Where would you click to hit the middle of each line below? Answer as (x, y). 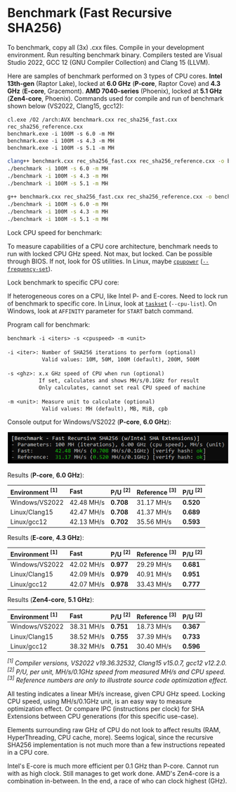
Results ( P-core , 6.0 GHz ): (46, 475)
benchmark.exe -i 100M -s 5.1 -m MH (61, 148)
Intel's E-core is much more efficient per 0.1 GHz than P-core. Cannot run (113, 766)
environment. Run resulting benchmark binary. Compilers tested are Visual (115, 55)
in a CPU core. (28, 753)
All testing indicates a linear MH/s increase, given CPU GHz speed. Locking (116, 694)
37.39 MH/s (154, 636)
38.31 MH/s (87, 627)
